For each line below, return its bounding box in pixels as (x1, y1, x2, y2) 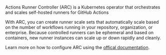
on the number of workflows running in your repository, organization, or (5, 24, 153, 30)
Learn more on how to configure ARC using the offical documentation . (5, 45, 150, 50)
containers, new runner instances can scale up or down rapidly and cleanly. (5, 35, 161, 41)
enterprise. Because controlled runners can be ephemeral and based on (5, 30, 154, 35)
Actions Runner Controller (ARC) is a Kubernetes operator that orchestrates (5, 4, 160, 10)
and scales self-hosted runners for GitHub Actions (5, 9, 109, 15)
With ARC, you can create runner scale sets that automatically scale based (5, 19, 159, 25)
